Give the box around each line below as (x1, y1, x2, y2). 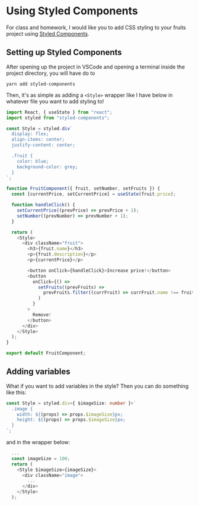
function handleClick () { (11, 202, 76, 208)
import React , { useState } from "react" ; (6, 109, 113, 115)
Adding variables (6, 367, 70, 377)
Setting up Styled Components (6, 48, 123, 58)
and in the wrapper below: (6, 439, 70, 446)
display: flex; (11, 131, 49, 137)
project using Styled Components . (6, 30, 90, 37)
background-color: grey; (17, 164, 78, 170)
